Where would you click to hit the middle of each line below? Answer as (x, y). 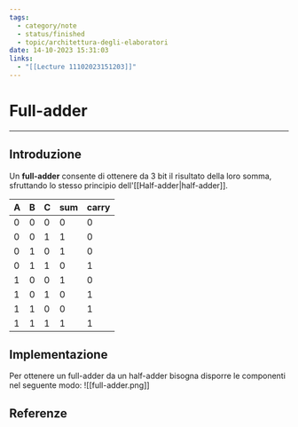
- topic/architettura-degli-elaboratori (93, 42)
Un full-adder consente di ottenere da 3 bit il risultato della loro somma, (141, 176)
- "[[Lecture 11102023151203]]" (77, 67)
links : (21, 59)
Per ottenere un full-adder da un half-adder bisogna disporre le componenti (148, 376)
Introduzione (46, 155)
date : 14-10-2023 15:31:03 (59, 51)
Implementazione (59, 355)
